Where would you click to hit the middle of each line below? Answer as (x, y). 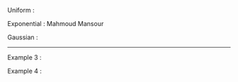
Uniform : (21, 10)
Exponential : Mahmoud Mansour (56, 23)
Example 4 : (25, 71)
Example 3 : (24, 57)
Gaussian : (23, 37)
